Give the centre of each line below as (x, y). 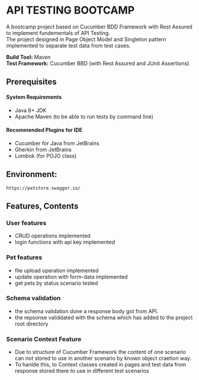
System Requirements (34, 97)
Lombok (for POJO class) (46, 156)
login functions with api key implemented (65, 242)
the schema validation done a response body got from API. (86, 311)
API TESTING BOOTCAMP (70, 10)
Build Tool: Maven (28, 57)
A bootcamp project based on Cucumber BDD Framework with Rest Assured (99, 27)
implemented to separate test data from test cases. (68, 46)
